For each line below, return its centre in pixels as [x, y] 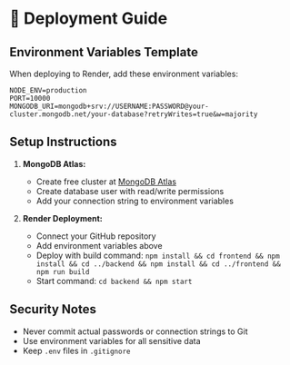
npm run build [63, 271]
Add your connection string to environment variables [135, 201]
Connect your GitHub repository [96, 236]
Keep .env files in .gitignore [76, 350]
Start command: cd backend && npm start [114, 281]
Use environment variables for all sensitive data [112, 340]
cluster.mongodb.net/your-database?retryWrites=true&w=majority [134, 114]
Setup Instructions [63, 142]
